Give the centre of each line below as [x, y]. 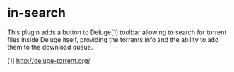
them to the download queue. [50, 47]
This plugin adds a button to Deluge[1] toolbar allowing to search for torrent [117, 32]
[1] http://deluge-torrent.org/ [49, 60]
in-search [36, 13]
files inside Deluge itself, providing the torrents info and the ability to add [113, 39]
